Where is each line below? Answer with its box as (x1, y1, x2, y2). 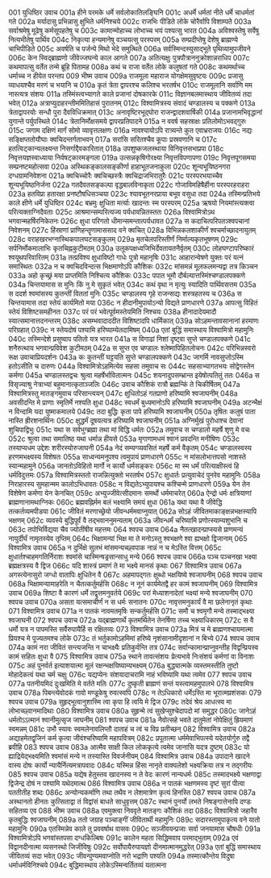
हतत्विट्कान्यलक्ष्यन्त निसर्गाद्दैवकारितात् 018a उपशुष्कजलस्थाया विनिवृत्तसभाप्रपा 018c (8, 144, 224, 153)
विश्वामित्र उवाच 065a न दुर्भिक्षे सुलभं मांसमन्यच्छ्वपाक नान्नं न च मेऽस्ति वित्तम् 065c (8, 543, 222, 552)
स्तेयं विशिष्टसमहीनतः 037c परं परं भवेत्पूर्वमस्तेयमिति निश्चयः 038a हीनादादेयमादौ (8, 307, 217, 316)
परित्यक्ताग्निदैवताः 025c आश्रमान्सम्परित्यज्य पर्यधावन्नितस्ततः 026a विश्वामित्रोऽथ (8, 207, 215, 217)
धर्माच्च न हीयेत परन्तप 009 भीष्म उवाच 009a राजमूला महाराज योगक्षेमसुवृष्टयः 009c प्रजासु (8, 71, 244, 81)
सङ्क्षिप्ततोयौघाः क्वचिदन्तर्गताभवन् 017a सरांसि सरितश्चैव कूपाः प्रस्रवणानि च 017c (8, 135, 218, 144)
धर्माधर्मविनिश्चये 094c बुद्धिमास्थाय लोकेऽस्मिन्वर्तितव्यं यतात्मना (8, 860, 167, 870)
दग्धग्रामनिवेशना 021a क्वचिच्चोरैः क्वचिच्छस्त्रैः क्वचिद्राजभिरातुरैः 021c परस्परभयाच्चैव (8, 171, 223, 181)
